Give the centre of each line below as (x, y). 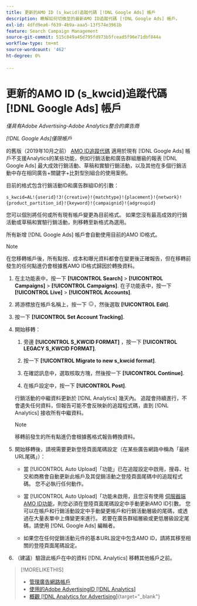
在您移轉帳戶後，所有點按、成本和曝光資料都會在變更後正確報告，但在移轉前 (98, 258)
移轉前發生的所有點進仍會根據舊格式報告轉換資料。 (76, 436)
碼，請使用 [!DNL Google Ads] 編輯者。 (71, 525)
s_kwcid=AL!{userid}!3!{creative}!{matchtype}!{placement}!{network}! (94, 197)
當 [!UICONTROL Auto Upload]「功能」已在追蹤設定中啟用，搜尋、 (104, 469)
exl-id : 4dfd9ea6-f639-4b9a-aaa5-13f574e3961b (64, 25)
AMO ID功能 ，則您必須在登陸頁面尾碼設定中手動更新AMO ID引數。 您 (107, 503)
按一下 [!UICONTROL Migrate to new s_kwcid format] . (90, 360)
